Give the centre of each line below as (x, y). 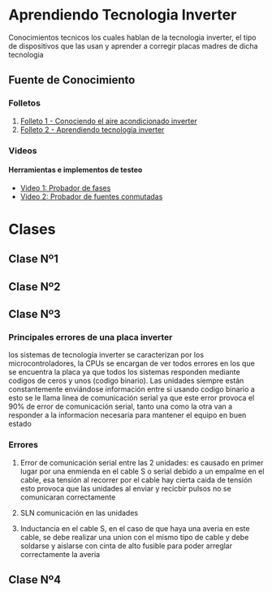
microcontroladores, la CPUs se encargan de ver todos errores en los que (132, 363)
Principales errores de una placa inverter (91, 337)
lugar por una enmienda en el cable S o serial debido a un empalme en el (142, 471)
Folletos (24, 103)
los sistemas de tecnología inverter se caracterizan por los (106, 355)
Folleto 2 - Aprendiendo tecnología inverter (92, 129)
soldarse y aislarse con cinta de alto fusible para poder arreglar (126, 546)
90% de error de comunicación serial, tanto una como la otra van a (121, 406)
